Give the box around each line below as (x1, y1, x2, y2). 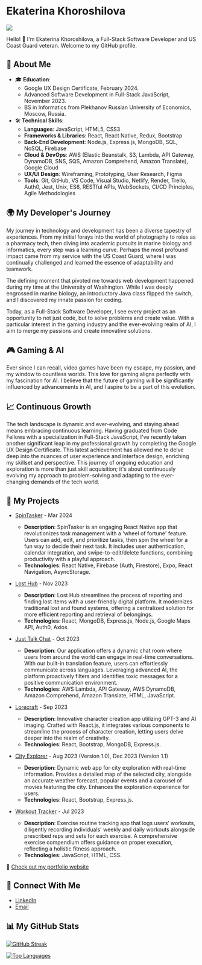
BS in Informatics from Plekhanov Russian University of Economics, (24, 104, 192, 111)
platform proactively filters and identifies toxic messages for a (24, 673, 178, 679)
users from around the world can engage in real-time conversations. (24, 653, 194, 661)
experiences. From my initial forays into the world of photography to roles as (6, 233, 196, 240)
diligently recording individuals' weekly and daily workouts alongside (24, 826, 195, 833)
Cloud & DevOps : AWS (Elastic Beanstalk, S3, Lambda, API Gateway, (24, 151, 195, 158)
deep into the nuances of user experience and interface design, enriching (6, 453, 189, 460)
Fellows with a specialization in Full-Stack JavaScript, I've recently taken (6, 433, 186, 441)
